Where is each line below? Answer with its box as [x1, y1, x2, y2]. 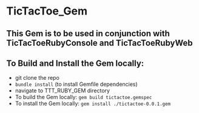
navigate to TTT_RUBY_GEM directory [15, 87, 110, 94]
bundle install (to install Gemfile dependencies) [15, 80, 138, 88]
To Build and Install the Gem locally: [6, 58, 144, 68]
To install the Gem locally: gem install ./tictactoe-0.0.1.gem [15, 100, 171, 107]
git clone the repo [15, 74, 59, 82]
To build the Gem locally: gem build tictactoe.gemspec [15, 94, 152, 101]
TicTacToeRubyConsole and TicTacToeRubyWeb [6, 37, 193, 48]
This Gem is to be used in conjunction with [6, 28, 170, 39]
